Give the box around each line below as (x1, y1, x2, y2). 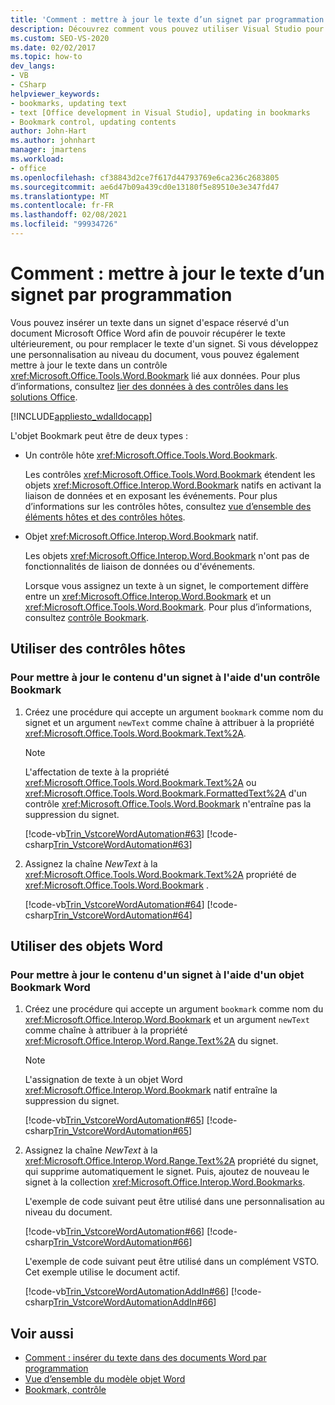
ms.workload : (10, 154, 65, 164)
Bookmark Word (10, 980, 91, 994)
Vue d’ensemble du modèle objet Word (24, 1373, 186, 1385)
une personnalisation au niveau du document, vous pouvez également (10, 348, 300, 360)
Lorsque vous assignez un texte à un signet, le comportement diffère (24, 579, 309, 591)
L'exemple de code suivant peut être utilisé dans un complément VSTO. (24, 1256, 320, 1268)
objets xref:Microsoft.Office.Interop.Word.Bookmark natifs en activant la (24, 479, 322, 491)
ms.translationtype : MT (10, 191, 110, 201)
